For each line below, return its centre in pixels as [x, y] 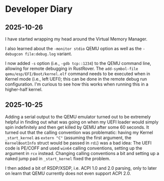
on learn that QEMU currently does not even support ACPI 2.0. [68, 173]
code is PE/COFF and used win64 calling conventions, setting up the [74, 148]
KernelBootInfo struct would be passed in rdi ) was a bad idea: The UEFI [78, 143]
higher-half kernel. [24, 89]
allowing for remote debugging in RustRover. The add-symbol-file [72, 68]
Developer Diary [39, 9]
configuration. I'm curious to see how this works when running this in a [77, 84]
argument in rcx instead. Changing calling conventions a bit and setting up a [82, 153]
